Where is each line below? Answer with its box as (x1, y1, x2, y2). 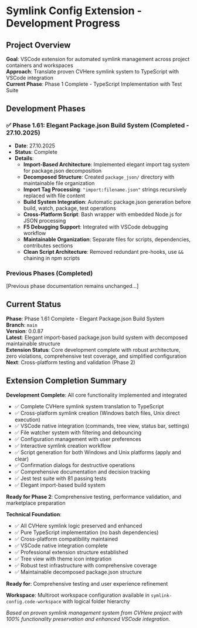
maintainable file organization (23, 179, 95, 186)
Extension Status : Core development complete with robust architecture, (6, 346, 181, 353)
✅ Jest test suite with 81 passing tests (14, 475, 107, 482)
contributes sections (23, 242, 73, 249)
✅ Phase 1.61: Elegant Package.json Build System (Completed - (6, 122, 189, 130)
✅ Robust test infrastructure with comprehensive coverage (14, 562, 157, 569)
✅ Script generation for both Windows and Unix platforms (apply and (14, 448, 182, 456)
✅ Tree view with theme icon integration (14, 555, 112, 562)
